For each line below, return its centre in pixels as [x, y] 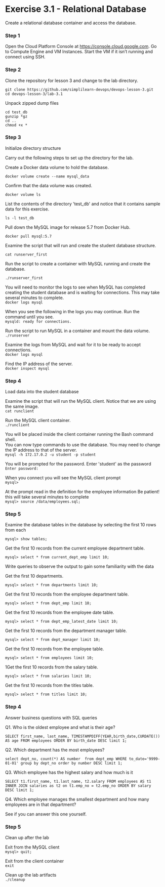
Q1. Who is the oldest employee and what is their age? [60, 727]
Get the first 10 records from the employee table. [55, 649]
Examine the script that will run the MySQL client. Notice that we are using [81, 401]
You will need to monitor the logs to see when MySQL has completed [75, 287]
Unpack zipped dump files [32, 103]
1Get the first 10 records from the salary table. [52, 667]
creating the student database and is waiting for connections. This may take [82, 292]
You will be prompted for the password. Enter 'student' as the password [78, 464]
